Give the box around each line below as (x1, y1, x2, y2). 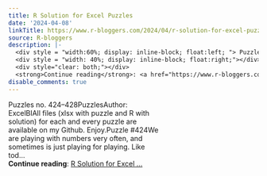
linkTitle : (8, 26, 44, 34)
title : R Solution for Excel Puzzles (8, 11, 133, 20)
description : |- (8, 41, 62, 49)
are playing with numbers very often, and (8, 133, 143, 143)
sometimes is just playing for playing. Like (8, 142, 145, 151)
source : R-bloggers (8, 33, 73, 42)
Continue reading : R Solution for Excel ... (8, 159, 143, 168)
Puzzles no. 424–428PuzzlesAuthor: (8, 100, 128, 109)
